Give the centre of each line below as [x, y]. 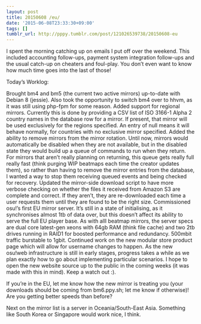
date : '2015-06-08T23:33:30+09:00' [51, 23]
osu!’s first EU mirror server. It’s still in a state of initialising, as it [84, 208]
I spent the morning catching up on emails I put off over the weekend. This [98, 51]
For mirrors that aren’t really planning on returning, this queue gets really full [100, 157]
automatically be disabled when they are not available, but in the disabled [97, 145]
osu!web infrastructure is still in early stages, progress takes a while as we [98, 253]
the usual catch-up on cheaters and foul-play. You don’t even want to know [99, 64]
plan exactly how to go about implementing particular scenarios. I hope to [97, 259]
